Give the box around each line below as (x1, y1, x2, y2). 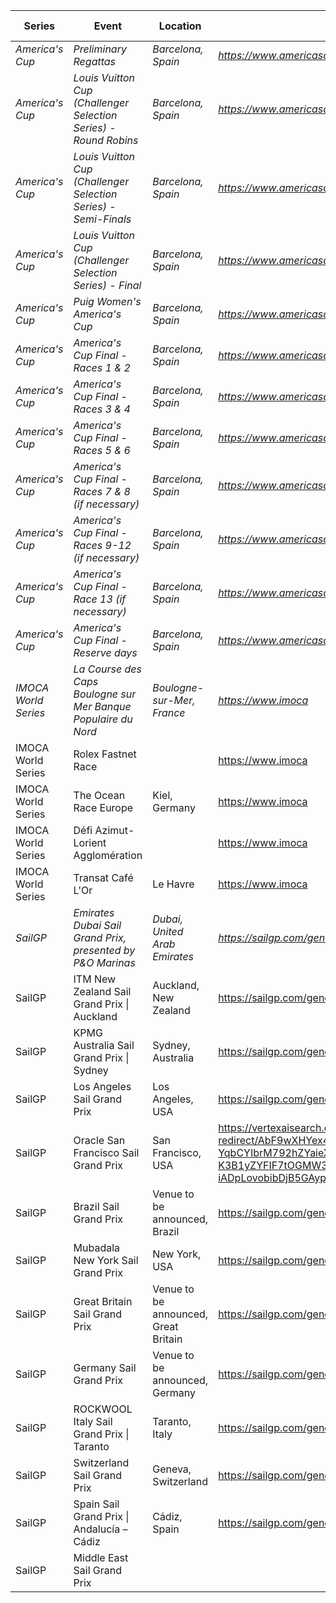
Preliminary (73, 42, 127, 56)
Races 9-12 (73, 539, 132, 552)
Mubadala (73, 1241, 121, 1254)
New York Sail (73, 1254, 139, 1267)
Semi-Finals (73, 212, 132, 226)
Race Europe (73, 801, 134, 814)
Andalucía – (73, 1522, 128, 1536)
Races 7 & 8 (73, 485, 131, 498)
